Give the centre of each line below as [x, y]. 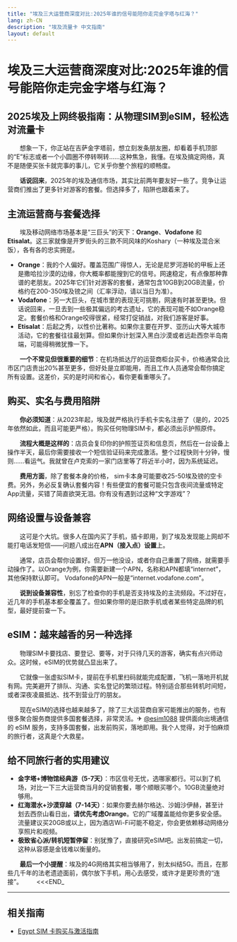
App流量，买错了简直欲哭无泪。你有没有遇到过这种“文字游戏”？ [99, 493]
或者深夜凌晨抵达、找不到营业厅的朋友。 [66, 694]
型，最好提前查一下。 [38, 610]
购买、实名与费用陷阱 [54, 401]
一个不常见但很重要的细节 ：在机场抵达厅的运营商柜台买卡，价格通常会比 [125, 359]
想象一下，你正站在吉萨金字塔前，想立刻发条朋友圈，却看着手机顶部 [118, 148]
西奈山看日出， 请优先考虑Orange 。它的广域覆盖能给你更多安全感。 [128, 814]
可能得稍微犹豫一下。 [61, 344]
